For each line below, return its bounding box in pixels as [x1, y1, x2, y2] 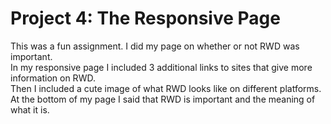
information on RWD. [10, 72, 96, 84]
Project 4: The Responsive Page [10, 7, 281, 30]
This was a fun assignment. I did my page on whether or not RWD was [10, 40, 300, 52]
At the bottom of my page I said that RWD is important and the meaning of [10, 93, 316, 105]
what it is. [10, 103, 50, 116]
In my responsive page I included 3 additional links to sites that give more [10, 61, 313, 73]
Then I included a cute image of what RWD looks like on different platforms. [10, 82, 322, 94]
